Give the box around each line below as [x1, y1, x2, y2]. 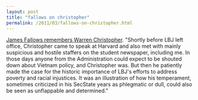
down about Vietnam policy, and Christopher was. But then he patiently [6, 62, 182, 69]
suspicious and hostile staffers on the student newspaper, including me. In [6, 49, 190, 56]
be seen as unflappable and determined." [6, 87, 109, 95]
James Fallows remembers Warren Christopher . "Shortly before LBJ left [6, 37, 184, 44]
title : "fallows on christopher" [6, 14, 90, 20]
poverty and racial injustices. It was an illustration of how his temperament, [6, 74, 191, 81]
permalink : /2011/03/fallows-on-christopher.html [6, 20, 133, 26]
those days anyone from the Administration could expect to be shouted [6, 55, 182, 63]
